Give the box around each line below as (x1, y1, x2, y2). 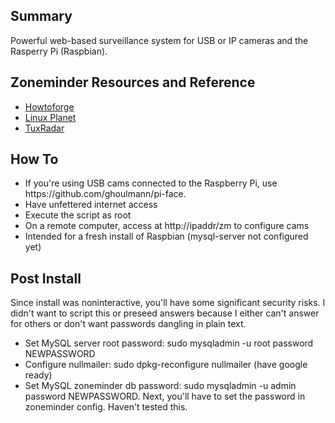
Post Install (10, 270, 82, 287)
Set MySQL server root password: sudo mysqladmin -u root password (24, 337, 314, 349)
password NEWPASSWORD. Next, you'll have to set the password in (24, 390, 306, 403)
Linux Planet (24, 111, 77, 123)
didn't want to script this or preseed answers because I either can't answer (10, 307, 320, 319)
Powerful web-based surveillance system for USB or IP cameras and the (10, 34, 309, 46)
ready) (24, 369, 53, 381)
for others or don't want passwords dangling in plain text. (10, 318, 247, 330)
